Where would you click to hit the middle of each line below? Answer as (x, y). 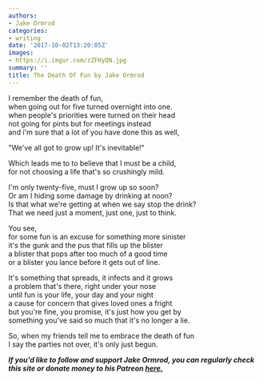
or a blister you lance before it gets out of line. (84, 262)
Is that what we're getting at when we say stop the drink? (102, 204)
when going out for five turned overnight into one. (91, 106)
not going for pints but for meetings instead (80, 123)
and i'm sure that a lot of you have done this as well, (94, 132)
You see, (23, 228)
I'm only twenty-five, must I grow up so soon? (84, 187)
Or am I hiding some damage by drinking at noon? (90, 195)
